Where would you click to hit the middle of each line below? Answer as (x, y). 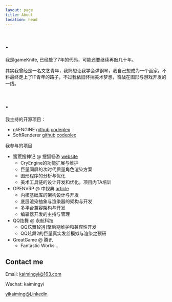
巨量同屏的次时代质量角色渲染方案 (56, 169)
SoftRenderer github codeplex (45, 135)
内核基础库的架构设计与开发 (50, 195)
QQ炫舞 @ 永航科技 (33, 220)
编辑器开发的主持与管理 (45, 214)
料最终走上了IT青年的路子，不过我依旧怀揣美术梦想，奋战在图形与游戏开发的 (86, 77)
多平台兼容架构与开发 (43, 208)
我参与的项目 (19, 146)
